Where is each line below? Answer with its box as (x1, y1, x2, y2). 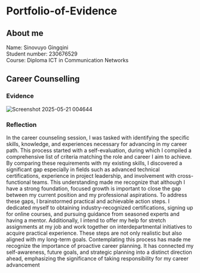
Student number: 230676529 (6, 50, 78, 57)
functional (6, 178, 31, 186)
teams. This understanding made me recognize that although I (32, 178, 185, 186)
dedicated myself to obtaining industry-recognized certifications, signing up (6, 204, 193, 211)
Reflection (6, 120, 37, 129)
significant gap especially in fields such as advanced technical (6, 166, 160, 173)
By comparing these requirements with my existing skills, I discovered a (6, 159, 183, 166)
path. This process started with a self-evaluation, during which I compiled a (6, 147, 192, 154)
